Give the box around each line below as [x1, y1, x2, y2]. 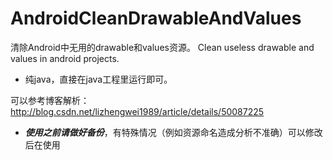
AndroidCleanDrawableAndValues [10, 7, 302, 30]
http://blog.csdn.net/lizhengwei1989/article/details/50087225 [10, 105, 265, 117]
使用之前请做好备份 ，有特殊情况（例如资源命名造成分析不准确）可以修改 [24, 126, 323, 138]
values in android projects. [10, 52, 120, 64]
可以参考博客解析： [10, 94, 90, 106]
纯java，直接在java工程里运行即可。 [24, 73, 173, 85]
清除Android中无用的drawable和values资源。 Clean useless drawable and [10, 41, 315, 53]
